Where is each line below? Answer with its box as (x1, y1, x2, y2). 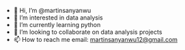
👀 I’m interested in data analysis (13, 14, 104, 22)
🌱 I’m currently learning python (13, 21, 101, 28)
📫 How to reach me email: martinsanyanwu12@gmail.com (13, 36, 178, 43)
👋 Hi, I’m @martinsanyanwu (13, 7, 91, 14)
